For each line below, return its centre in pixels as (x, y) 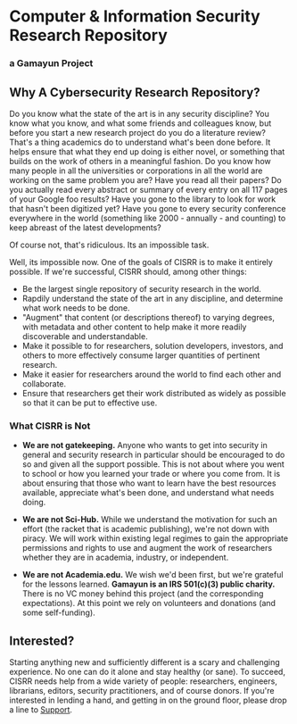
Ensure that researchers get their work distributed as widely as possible (154, 393)
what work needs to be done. (76, 308)
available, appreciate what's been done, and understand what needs (148, 493)
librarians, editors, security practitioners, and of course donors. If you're (142, 691)
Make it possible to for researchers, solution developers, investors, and (153, 345)
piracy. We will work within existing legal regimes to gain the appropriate (155, 538)
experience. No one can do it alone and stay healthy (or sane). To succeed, (147, 672)
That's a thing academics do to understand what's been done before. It (140, 142)
